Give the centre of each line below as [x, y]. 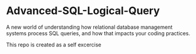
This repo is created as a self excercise [54, 45]
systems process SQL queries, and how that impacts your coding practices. [98, 33]
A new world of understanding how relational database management [89, 27]
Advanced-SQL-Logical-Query [83, 11]
